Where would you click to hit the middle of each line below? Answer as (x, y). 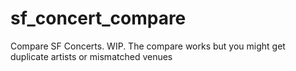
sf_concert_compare (98, 18)
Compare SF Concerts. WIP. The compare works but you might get (148, 46)
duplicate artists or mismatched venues (91, 56)
